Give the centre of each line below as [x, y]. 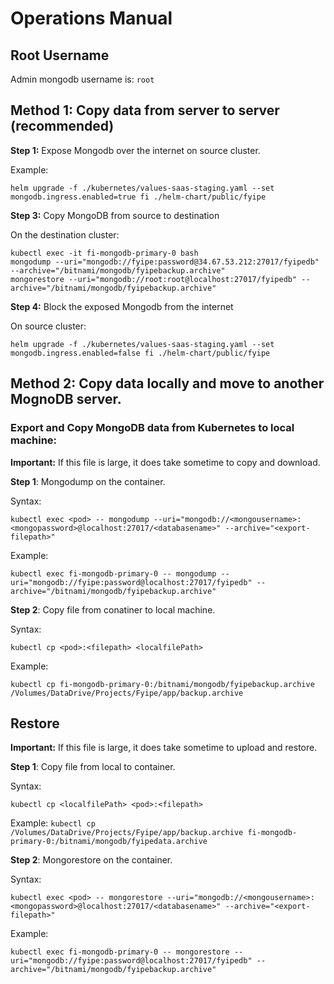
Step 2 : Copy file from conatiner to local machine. [113, 609]
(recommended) [62, 126]
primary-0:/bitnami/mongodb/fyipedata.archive [109, 842]
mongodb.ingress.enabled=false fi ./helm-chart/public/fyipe [140, 353]
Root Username [60, 55]
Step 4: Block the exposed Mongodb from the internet [122, 306]
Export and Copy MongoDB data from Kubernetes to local [152, 428]
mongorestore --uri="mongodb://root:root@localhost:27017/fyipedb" [154, 279]
